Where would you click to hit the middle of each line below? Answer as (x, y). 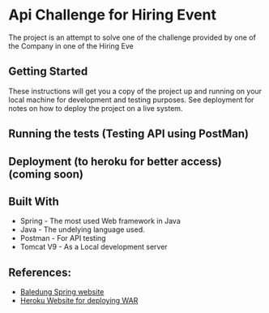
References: (40, 272)
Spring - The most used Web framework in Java (100, 221)
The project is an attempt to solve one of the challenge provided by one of (132, 37)
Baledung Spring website (62, 292)
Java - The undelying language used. (83, 229)
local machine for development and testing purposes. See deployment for (131, 100)
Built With (34, 202)
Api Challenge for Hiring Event (113, 15)
